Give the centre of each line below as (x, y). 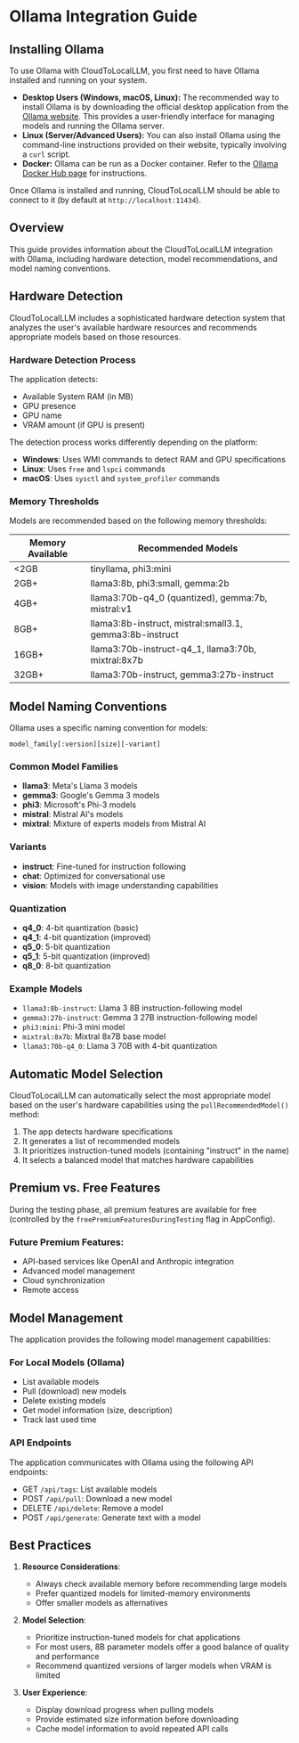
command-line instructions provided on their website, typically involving (154, 145)
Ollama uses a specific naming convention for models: (109, 728)
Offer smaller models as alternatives (101, 1603)
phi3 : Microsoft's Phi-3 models (79, 805)
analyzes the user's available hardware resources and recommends (133, 327)
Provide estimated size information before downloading (137, 1719)
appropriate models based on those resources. (95, 337)
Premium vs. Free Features (85, 1188)
